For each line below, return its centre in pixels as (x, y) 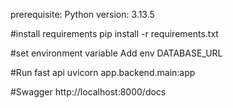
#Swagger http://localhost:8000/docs (88, 92)
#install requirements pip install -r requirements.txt (114, 33)
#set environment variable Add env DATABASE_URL (116, 53)
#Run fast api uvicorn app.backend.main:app (103, 72)
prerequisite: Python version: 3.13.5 (82, 14)
